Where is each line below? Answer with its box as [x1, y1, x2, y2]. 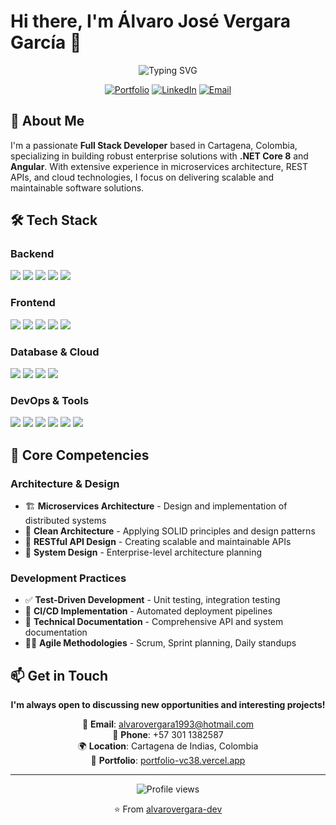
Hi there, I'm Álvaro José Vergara [10, 10, 292, 33]
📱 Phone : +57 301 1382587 [112, 729, 224, 741]
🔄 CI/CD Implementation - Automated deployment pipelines [24, 605, 273, 617]
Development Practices [10, 571, 127, 585]
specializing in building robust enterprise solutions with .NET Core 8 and [10, 150, 309, 162]
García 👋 [10, 31, 82, 54]
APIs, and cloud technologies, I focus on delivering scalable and [10, 171, 275, 183]
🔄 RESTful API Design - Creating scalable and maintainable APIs [24, 536, 292, 548]
